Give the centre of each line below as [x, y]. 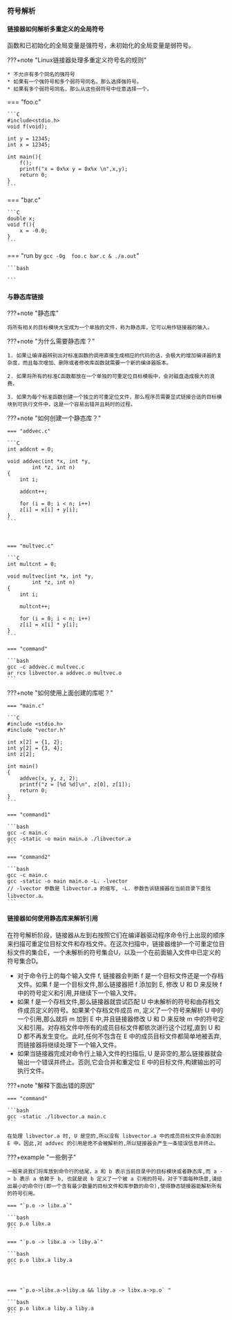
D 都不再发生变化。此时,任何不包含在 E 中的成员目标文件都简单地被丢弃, [119, 1036]
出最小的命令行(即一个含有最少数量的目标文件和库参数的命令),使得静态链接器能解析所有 [115, 1186]
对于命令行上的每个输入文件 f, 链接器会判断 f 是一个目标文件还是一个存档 [120, 975]
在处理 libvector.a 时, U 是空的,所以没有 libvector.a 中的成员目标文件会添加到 [114, 1136]
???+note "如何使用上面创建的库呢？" [60, 693]
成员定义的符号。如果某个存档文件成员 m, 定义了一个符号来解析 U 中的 [123, 1010]
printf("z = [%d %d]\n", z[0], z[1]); [75, 785]
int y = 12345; [29, 139]
